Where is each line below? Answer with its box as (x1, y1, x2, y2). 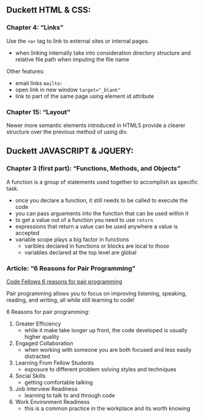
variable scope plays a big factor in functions (15, 235, 129, 243)
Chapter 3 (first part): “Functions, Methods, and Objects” (6, 164, 181, 173)
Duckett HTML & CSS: (6, 5, 91, 15)
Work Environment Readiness (15, 398, 90, 405)
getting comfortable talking (24, 378, 93, 386)
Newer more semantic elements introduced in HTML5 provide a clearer (6, 121, 186, 129)
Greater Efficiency (15, 320, 61, 327)
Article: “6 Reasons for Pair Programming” (6, 264, 136, 272)
